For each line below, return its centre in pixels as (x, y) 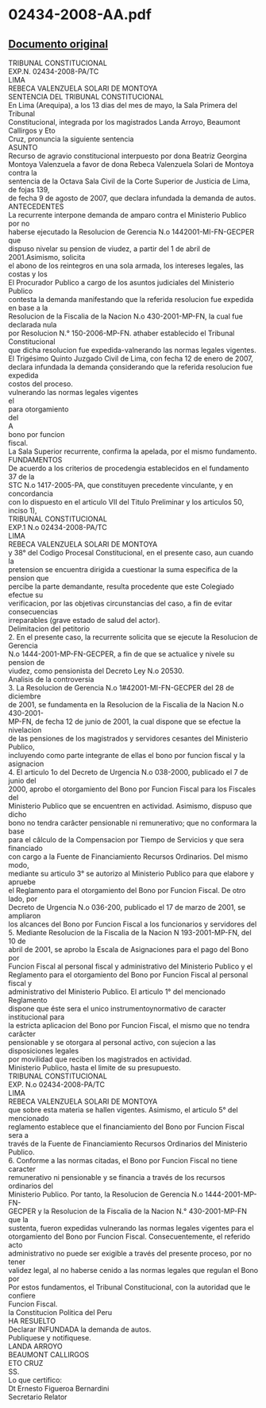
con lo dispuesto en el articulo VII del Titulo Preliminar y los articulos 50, (126, 502)
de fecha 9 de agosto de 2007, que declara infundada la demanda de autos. (132, 198)
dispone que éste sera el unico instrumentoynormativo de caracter (117, 1008)
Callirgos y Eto (32, 130)
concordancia (31, 493)
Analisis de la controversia (51, 679)
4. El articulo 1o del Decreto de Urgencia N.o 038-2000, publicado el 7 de (128, 772)
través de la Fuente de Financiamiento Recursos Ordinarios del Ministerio (128, 1143)
